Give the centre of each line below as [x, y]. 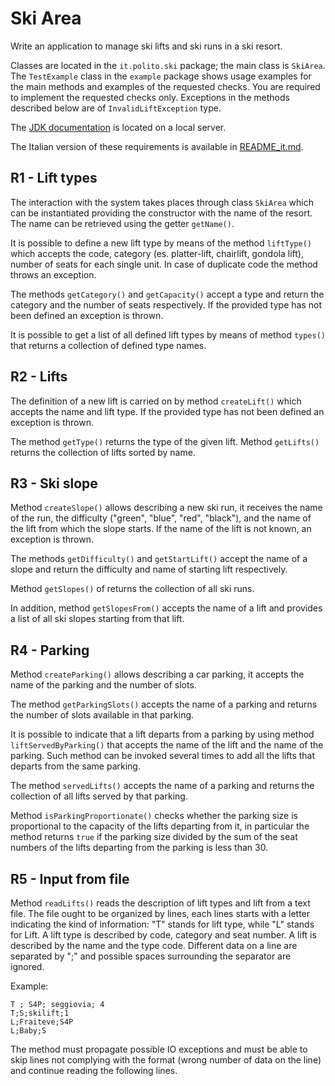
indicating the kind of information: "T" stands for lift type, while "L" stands [162, 924]
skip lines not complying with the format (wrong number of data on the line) [166, 1060]
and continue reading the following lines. [94, 1070]
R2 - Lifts [39, 377]
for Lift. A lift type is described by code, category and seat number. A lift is [163, 935]
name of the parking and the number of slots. [103, 685]
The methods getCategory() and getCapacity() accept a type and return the [167, 294]
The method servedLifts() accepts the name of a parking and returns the [162, 786]
